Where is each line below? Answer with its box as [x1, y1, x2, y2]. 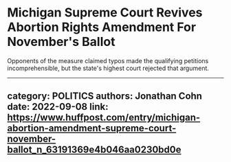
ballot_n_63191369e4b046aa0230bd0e [7, 144, 181, 156]
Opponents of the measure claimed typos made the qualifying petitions [7, 56, 209, 65]
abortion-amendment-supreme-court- [7, 122, 177, 135]
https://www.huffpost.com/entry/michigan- [7, 112, 201, 124]
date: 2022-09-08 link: [7, 101, 109, 113]
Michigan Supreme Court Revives [7, 5, 203, 21]
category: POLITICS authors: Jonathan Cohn [7, 91, 203, 102]
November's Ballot [7, 34, 115, 49]
